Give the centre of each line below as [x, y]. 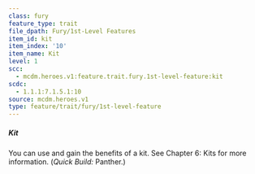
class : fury [28, 16]
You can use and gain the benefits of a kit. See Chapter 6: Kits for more [127, 153]
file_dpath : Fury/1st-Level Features [72, 31]
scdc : [17, 84]
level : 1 [23, 62]
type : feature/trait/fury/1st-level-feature [85, 107]
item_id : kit [30, 39]
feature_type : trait [43, 24]
